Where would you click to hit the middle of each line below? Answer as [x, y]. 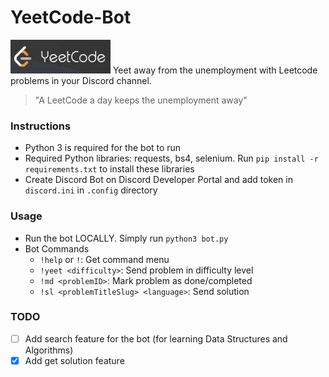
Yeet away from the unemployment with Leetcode [215, 70]
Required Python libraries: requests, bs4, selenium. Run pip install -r [171, 158]
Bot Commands [57, 248]
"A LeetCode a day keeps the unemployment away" [141, 100]
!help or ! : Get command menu [104, 259]
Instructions [41, 126]
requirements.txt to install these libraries [109, 169]
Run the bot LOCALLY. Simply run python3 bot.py [126, 238]
